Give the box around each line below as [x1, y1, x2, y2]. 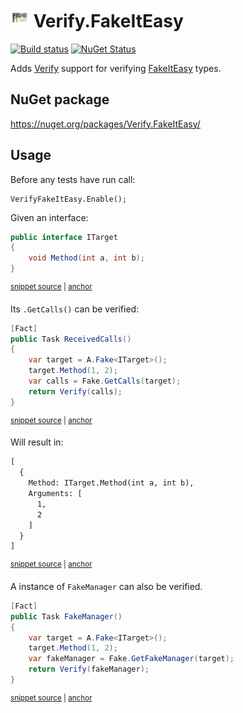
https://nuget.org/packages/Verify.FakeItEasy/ [10, 118, 201, 130]
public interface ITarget [10, 232, 118, 242]
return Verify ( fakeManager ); [28, 664, 150, 675]
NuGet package [10, 91, 110, 108]
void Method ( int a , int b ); [28, 253, 145, 263]
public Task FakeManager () [10, 611, 123, 622]
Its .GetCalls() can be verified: [10, 303, 140, 315]
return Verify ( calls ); [28, 386, 123, 397]
